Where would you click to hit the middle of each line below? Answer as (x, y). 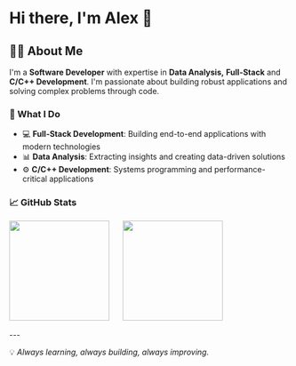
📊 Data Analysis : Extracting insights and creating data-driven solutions (154, 157)
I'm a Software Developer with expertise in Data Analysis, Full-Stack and (145, 72)
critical (34, 179)
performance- (240, 170)
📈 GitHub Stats (43, 203)
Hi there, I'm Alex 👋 (81, 18)
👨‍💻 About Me (46, 51)
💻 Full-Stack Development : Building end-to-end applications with (144, 134)
